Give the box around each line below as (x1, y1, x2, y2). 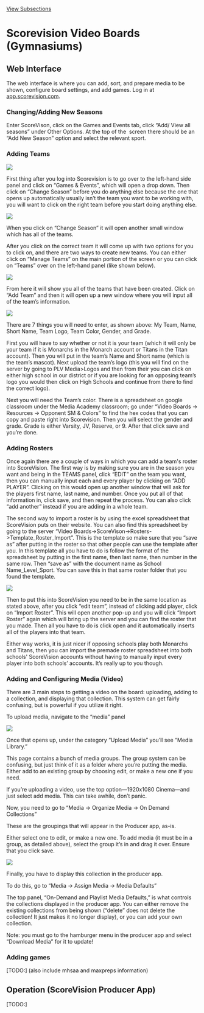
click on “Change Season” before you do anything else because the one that (6, 188, 199, 195)
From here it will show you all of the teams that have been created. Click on (6, 285, 195, 292)
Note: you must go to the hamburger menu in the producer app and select (6, 931, 192, 939)
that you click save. (6, 847, 55, 854)
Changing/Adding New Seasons (6, 108, 103, 116)
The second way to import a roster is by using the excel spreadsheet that (6, 514, 190, 522)
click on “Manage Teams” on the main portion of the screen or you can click (6, 255, 197, 262)
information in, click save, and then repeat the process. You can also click (6, 496, 191, 504)
